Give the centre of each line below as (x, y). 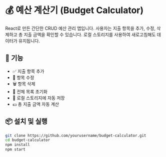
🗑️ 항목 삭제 (24, 84)
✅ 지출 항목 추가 (28, 71)
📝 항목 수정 (23, 77)
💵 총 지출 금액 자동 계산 (36, 104)
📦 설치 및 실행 (26, 122)
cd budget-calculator (28, 140)
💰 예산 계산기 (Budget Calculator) (74, 10)
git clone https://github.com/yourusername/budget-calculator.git (76, 135)
